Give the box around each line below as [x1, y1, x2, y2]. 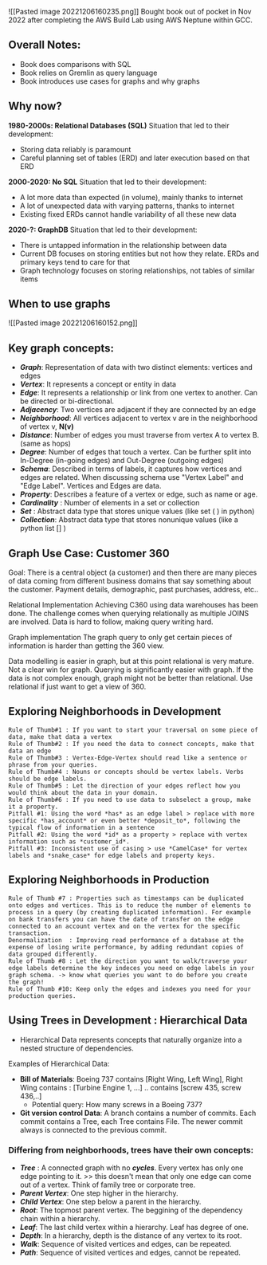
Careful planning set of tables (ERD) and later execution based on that [19, 153, 250, 163]
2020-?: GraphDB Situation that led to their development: [8, 225, 198, 234]
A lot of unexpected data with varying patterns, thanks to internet [19, 201, 235, 210]
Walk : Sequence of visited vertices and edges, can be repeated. [19, 1239, 232, 1248]
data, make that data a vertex [8, 733, 112, 741]
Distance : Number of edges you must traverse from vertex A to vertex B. [19, 430, 260, 440]
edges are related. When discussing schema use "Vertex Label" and [19, 473, 244, 482]
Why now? [8, 100, 62, 113]
